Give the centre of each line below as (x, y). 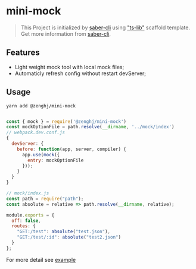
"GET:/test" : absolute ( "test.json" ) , (64, 232)
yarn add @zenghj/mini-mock (41, 106)
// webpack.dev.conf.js (36, 132)
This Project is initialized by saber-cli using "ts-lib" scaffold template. (105, 27)
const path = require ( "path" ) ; (45, 199)
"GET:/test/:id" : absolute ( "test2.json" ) (69, 237)
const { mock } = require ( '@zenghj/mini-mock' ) (66, 121)
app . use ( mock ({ (41, 154)
